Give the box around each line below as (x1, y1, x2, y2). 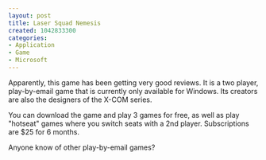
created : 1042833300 (8, 26, 77, 34)
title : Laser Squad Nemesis (8, 19, 102, 27)
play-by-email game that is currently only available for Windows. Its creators (8, 86, 258, 96)
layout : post (8, 11, 52, 20)
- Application (8, 41, 56, 49)
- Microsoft (8, 57, 48, 64)
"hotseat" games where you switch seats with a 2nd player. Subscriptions (8, 119, 250, 128)
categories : (8, 33, 48, 42)
